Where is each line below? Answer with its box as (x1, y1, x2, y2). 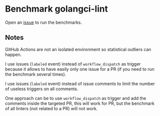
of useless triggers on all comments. (5, 86, 79, 92)
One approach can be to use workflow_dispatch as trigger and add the (5, 95, 146, 101)
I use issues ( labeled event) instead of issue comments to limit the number (5, 81, 155, 86)
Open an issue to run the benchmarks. (5, 19, 82, 25)
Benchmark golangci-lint (5, 3, 108, 15)
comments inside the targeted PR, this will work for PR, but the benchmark (5, 100, 155, 106)
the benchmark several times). (5, 71, 66, 77)
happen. (5, 51, 22, 57)
